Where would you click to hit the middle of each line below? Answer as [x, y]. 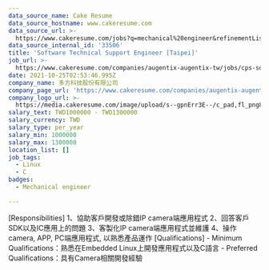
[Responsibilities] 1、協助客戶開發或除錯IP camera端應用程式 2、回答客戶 [129, 218]
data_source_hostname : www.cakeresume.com [80, 23]
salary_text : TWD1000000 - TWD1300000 [73, 113]
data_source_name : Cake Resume [60, 16]
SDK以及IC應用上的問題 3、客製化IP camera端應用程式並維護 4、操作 [123, 228]
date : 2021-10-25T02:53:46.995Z [62, 75]
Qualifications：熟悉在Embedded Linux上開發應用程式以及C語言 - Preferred [133, 248]
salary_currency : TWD [44, 120]
